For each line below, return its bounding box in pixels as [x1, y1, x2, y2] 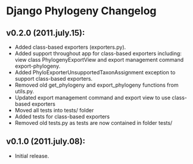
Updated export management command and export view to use [14, 94, 171, 101]
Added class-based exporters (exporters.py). [14, 43, 126, 51]
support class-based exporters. [14, 75, 93, 82]
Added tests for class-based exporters [14, 113, 110, 120]
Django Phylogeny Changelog [6, 4, 157, 18]
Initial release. [14, 152, 49, 159]
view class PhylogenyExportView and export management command [14, 56, 184, 63]
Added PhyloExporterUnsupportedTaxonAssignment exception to [14, 69, 176, 75]
